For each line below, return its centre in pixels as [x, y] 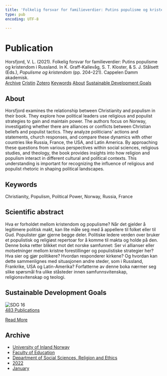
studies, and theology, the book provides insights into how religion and [78, 153]
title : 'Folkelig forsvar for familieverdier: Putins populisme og [77, 10]
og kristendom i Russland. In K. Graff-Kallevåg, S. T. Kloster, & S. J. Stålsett [82, 67]
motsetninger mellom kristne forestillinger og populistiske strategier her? [80, 251]
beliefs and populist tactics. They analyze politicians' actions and [72, 132]
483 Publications [22, 310]
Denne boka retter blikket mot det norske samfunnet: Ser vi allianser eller [80, 245]
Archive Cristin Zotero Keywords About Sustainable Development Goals [78, 83]
